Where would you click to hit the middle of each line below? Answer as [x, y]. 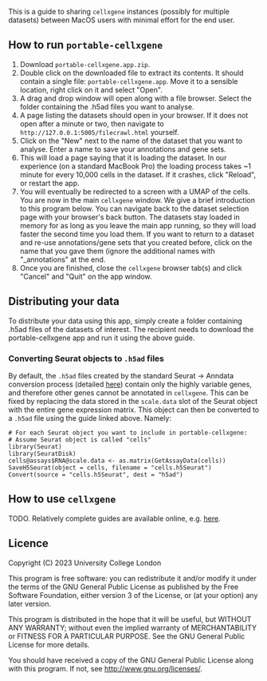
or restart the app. [49, 183]
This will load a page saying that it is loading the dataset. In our [123, 157]
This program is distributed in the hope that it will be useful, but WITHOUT [130, 619]
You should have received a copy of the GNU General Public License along [131, 660]
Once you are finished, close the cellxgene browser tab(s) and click [131, 267]
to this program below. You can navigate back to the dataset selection [134, 208]
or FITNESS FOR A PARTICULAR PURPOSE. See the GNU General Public [127, 636]
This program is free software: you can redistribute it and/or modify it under [132, 578]
